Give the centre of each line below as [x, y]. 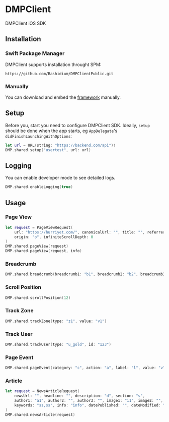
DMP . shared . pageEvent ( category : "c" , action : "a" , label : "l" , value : [81, 368]
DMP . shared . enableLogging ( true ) [39, 187]
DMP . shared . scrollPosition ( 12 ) [38, 298]
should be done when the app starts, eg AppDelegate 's [61, 131]
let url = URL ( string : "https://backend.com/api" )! [60, 145]
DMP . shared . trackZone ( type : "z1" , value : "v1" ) [56, 321]
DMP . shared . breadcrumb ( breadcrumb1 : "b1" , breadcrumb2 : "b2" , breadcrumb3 [85, 274]
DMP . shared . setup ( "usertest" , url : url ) [48, 150]
